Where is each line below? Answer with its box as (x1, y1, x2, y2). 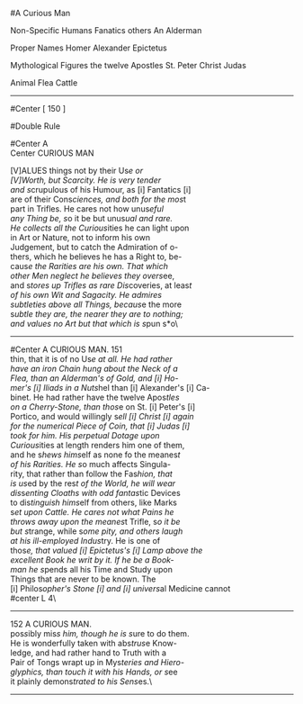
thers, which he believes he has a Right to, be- (10, 251, 183, 262)
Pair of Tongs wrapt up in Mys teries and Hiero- (10, 657, 185, 667)
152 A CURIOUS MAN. (10, 618, 93, 629)
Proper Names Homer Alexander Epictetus (10, 42, 167, 53)
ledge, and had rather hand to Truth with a (10, 647, 167, 658)
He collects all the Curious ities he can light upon (10, 222, 190, 233)
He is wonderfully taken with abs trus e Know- (10, 638, 178, 648)
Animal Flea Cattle (10, 77, 78, 88)
